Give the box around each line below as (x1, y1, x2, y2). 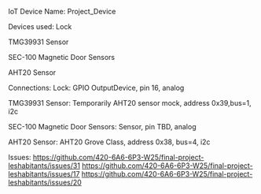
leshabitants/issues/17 (8, 170, 80, 178)
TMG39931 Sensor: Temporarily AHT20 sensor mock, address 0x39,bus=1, (8, 99, 252, 107)
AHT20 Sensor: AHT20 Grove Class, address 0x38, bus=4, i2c (8, 137, 211, 147)
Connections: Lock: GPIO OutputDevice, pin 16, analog (8, 83, 185, 92)
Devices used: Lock (8, 22, 72, 31)
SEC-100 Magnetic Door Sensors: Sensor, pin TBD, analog (8, 122, 197, 131)
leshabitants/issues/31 (8, 161, 81, 170)
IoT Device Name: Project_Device (8, 7, 116, 16)
